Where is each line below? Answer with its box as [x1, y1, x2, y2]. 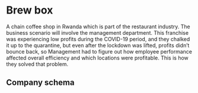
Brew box [6, 4, 53, 17]
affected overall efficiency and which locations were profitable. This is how [6, 54, 189, 61]
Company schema [6, 78, 75, 88]
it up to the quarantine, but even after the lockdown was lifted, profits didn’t [6, 42, 190, 49]
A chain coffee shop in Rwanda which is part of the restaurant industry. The [6, 23, 190, 30]
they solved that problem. [6, 60, 69, 68]
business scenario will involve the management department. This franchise [6, 29, 189, 36]
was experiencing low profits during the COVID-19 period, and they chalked [6, 35, 190, 42]
